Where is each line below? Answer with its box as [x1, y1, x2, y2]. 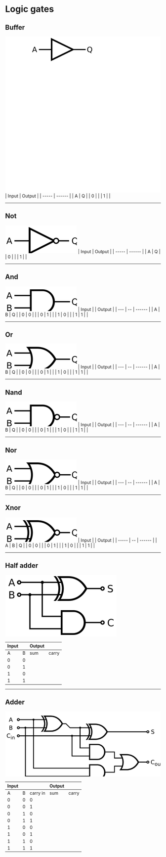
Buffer [5, 23, 25, 32]
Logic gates [5, 3, 54, 15]
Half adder [5, 561, 39, 570]
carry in [29, 790, 45, 796]
